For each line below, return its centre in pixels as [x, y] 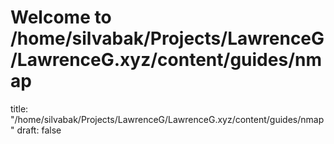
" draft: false [36, 130]
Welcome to [61, 17]
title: [19, 108]
